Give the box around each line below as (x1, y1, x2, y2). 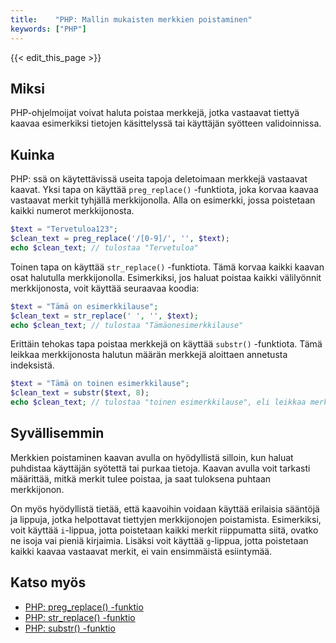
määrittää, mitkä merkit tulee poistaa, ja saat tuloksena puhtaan (10, 472, 272, 485)
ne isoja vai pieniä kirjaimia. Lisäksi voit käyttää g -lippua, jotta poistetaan (10, 534, 309, 546)
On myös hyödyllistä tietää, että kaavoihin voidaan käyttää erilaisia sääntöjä (10, 502, 320, 515)
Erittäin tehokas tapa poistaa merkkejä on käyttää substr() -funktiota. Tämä (10, 338, 323, 350)
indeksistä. (10, 359, 55, 371)
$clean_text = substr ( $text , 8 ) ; (10, 388, 150, 398)
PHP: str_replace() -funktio (24, 611, 136, 623)
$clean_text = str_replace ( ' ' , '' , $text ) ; (10, 311, 199, 321)
